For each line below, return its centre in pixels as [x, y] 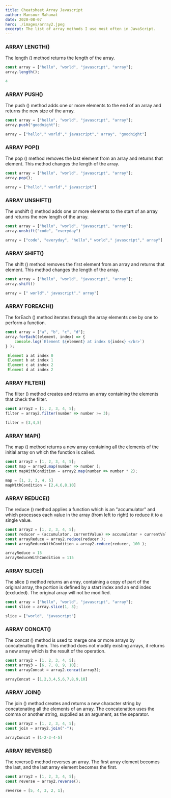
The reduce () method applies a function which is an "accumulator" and [80, 509]
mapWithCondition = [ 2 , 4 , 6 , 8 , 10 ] [41, 485]
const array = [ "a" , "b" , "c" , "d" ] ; [45, 332]
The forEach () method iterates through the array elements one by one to [82, 318]
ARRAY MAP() [23, 436]
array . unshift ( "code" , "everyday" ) [43, 231]
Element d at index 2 [30, 370]
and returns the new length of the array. [47, 217]
